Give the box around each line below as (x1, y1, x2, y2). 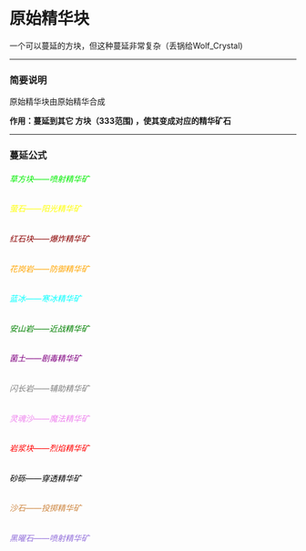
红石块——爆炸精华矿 (9, 233, 90, 244)
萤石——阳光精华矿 (9, 203, 82, 214)
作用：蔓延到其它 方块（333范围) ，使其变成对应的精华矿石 (9, 116, 232, 127)
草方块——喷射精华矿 (9, 173, 90, 184)
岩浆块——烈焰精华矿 (9, 443, 90, 454)
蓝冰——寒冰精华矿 (9, 293, 82, 304)
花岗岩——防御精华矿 (9, 263, 90, 274)
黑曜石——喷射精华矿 (9, 533, 90, 544)
